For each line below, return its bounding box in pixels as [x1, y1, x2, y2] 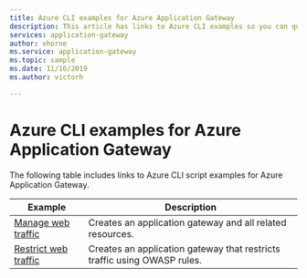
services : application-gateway [9, 30, 129, 39]
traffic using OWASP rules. [88, 253, 203, 266]
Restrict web [14, 242, 69, 255]
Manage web [14, 216, 70, 229]
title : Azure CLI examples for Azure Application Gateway [9, 13, 235, 23]
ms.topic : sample [9, 56, 76, 65]
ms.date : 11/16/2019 [9, 65, 89, 74]
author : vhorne [9, 38, 68, 48]
